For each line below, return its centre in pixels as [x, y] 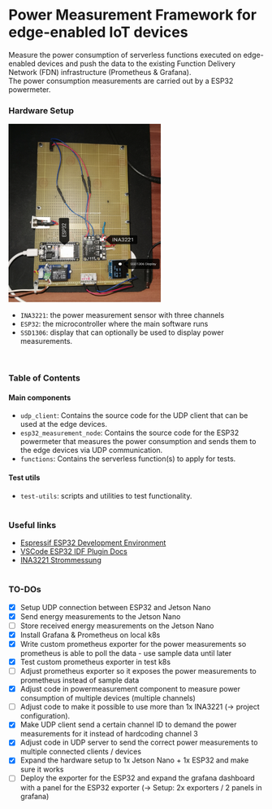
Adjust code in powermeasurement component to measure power [130, 689]
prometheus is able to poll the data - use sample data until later [126, 653]
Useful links [32, 525]
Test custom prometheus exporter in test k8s [95, 662]
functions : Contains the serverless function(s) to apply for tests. [128, 459]
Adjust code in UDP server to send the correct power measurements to [139, 742]
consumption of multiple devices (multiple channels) [108, 698]
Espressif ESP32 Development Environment [93, 543]
